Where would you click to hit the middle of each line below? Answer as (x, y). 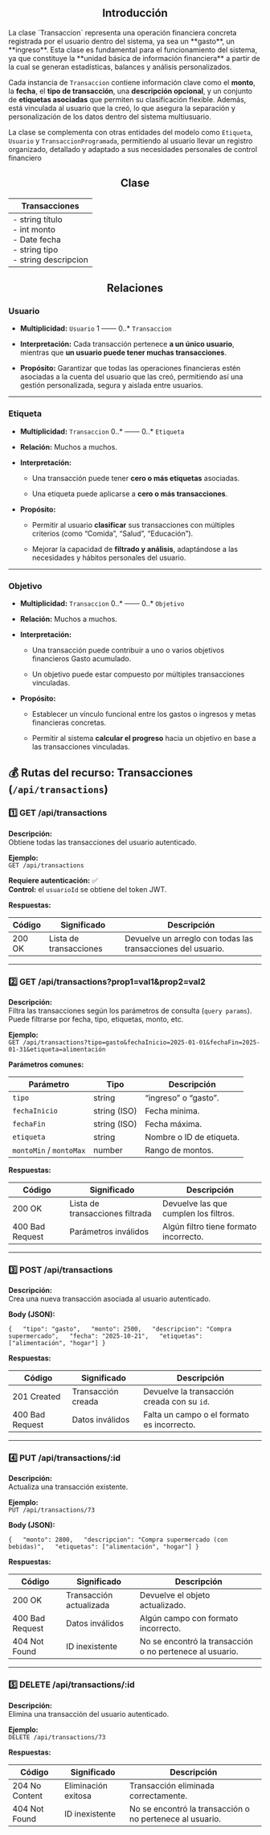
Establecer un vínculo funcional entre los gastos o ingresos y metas (144, 714)
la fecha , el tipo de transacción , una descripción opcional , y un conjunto (131, 91)
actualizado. (163, 1606)
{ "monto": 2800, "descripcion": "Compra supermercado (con (118, 1540)
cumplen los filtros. (198, 1213)
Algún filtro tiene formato (209, 1226)
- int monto (34, 229)
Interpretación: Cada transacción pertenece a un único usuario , (127, 344)
